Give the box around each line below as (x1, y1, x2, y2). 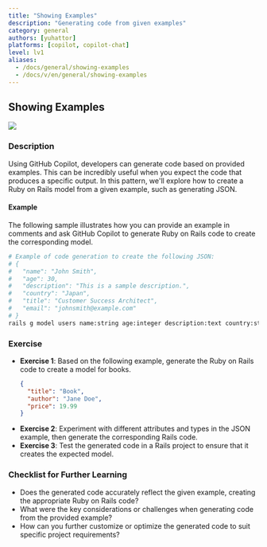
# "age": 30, (8, 275, 59, 283)
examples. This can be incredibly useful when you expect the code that (8, 167, 242, 177)
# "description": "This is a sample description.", (8, 282, 191, 291)
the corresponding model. (8, 236, 94, 247)
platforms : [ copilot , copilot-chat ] (8, 41, 130, 49)
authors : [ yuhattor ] (8, 33, 77, 42)
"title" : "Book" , (27, 387, 85, 395)
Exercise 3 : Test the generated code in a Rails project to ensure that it (19, 441, 249, 451)
